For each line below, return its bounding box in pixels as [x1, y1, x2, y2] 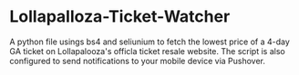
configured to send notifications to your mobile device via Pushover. [9, 55, 266, 66]
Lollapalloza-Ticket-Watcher [9, 6, 231, 27]
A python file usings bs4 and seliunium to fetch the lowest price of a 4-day [9, 36, 290, 47]
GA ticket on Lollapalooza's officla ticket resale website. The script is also [9, 45, 285, 56]
